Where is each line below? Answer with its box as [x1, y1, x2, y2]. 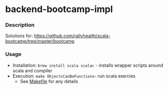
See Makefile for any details [20, 78, 78, 84]
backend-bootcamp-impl [5, 4, 113, 15]
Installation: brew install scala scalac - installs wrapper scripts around [12, 62, 163, 68]
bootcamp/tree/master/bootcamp [5, 38, 75, 44]
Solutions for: [5, 33, 33, 39]
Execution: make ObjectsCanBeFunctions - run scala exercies [12, 73, 136, 79]
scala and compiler [12, 67, 52, 73]
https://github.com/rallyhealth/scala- [34, 33, 111, 39]
